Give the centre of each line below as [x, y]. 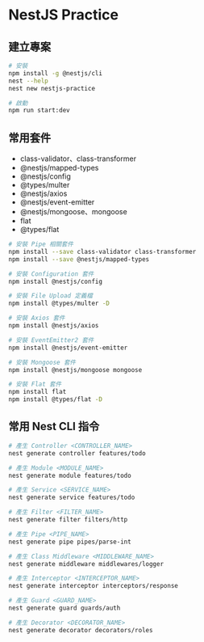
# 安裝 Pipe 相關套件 [41, 244]
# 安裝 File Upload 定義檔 [50, 296]
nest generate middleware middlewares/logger [86, 564]
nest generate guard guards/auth [65, 608]
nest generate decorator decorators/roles [81, 630]
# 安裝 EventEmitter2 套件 [51, 340]
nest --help [28, 81]
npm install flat [37, 392]
